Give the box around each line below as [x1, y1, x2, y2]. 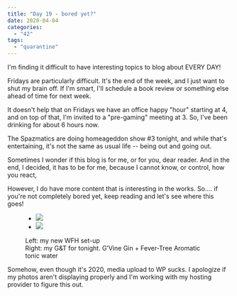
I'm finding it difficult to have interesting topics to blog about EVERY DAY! [7, 63, 221, 71]
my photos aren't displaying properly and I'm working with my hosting [7, 273, 211, 281]
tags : [7, 37, 23, 44]
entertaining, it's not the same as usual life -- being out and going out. [7, 142, 212, 150]
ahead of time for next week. [7, 92, 92, 100]
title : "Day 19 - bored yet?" [7, 10, 97, 18]
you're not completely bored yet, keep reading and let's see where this [7, 192, 214, 200]
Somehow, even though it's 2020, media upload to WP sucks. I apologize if [7, 265, 226, 273]
